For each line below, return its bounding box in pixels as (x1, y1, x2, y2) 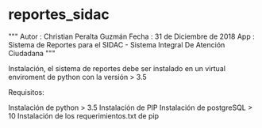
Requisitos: (8, 87, 45, 96)
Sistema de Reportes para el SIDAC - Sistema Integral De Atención (8, 40, 225, 49)
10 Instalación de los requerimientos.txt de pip (8, 111, 160, 120)
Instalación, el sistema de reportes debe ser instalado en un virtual (8, 63, 226, 73)
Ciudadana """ (8, 48, 56, 58)
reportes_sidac (8, 6, 110, 24)
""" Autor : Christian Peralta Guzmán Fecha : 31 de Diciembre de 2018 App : (8, 32, 256, 41)
